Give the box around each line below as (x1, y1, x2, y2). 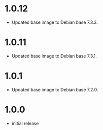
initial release (11, 120, 39, 126)
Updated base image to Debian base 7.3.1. (11, 53, 97, 59)
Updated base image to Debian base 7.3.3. (11, 19, 98, 25)
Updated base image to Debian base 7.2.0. (11, 87, 98, 92)
